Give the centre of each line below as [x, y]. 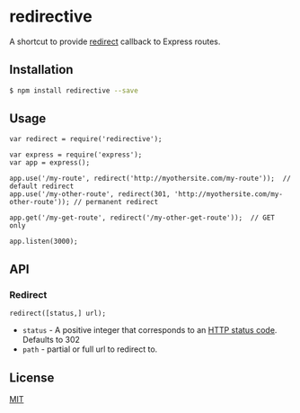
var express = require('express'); [76, 155]
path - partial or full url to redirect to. [90, 349]
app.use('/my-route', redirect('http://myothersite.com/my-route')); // [150, 179]
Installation [41, 70]
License [32, 377]
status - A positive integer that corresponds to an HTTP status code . [150, 330]
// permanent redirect [116, 202]
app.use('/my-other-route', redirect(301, [90, 194]
